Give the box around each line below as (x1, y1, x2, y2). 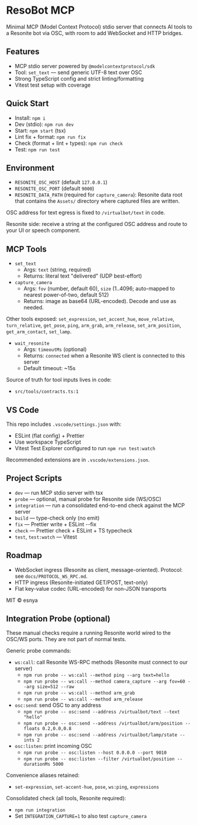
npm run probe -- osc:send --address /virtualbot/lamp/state (23, 732, 177, 738)
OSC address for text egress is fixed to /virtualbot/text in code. (6, 209, 165, 216)
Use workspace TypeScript (14, 438, 82, 445)
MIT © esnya (6, 597, 38, 604)
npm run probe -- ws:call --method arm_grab (23, 690, 135, 696)
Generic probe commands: (6, 647, 72, 654)
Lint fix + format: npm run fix (14, 133, 86, 140)
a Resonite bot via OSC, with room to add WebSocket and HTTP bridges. (6, 29, 183, 36)
